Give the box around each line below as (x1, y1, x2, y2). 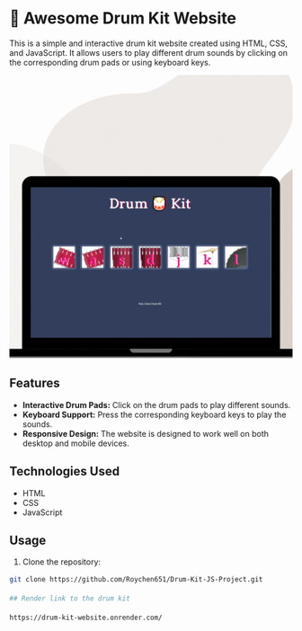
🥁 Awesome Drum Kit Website (9, 8, 236, 29)
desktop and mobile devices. (22, 438, 130, 449)
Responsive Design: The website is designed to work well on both (22, 428, 270, 439)
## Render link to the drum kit (9, 594, 130, 603)
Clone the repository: (22, 556, 102, 567)
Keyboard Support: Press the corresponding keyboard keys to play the (22, 409, 287, 420)
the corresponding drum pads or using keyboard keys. (9, 57, 211, 67)
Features (9, 376, 60, 391)
